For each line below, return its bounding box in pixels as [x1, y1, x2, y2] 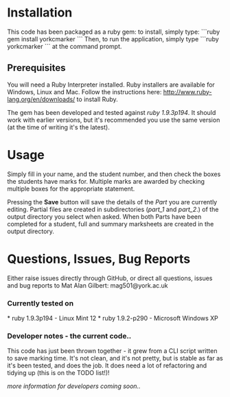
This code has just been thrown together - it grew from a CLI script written [7, 347, 218, 355]
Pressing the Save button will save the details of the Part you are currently [7, 197, 218, 206]
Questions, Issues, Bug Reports [7, 251, 191, 266]
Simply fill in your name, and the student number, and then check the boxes [7, 170, 221, 178]
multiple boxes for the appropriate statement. [7, 184, 135, 193]
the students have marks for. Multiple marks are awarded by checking [7, 177, 205, 185]
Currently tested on [7, 298, 74, 308]
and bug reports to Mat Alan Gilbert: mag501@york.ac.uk [7, 281, 168, 290]
